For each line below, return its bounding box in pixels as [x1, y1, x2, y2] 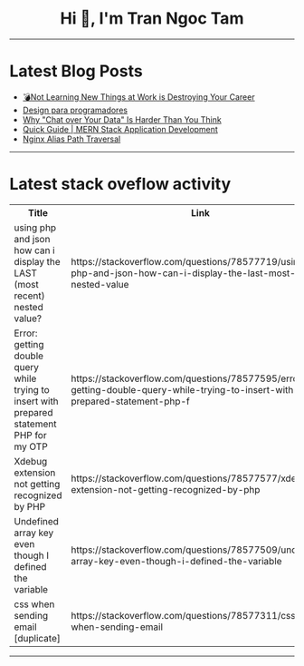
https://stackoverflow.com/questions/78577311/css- [71, 609, 302, 622]
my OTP [14, 440, 48, 453]
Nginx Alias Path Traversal [22, 133, 121, 144]
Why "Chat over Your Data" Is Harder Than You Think [22, 113, 222, 125]
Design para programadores [22, 104, 128, 115]
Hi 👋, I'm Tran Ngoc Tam [60, 8, 244, 29]
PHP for [14, 428, 47, 441]
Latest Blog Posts [9, 61, 143, 82]
